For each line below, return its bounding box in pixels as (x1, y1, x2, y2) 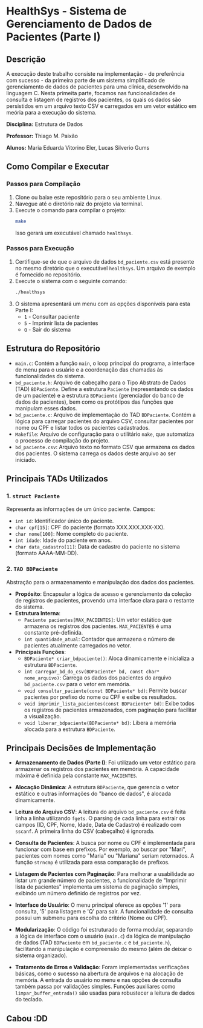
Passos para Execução (6, 244, 74, 253)
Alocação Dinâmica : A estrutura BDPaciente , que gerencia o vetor (14, 784, 179, 791)
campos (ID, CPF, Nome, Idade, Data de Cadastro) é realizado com (14, 821, 181, 829)
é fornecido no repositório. (14, 271, 82, 278)
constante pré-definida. (24, 629, 83, 636)
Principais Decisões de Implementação (6, 743, 156, 753)
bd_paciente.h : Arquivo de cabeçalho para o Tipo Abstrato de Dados (14, 379, 186, 386)
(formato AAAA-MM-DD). (14, 550, 79, 557)
